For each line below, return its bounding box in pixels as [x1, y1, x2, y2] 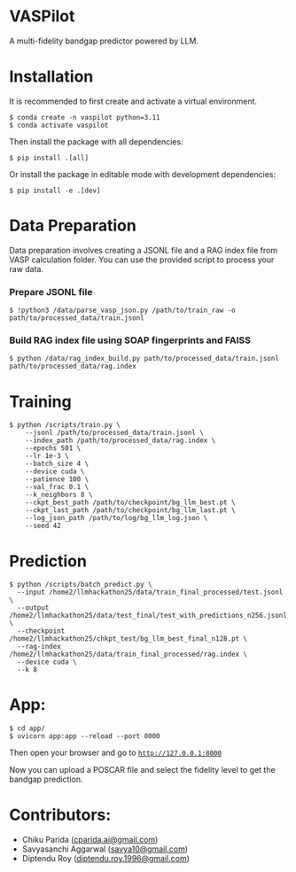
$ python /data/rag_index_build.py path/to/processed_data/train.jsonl [9, 354, 279, 363]
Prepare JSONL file [9, 285, 93, 298]
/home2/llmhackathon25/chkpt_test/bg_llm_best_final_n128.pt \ [9, 635, 248, 643]
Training [9, 392, 73, 411]
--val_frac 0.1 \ [25, 483, 90, 492]
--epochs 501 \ [25, 444, 82, 453]
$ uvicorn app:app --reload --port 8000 [9, 732, 161, 741]
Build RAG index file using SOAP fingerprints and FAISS [9, 334, 251, 346]
